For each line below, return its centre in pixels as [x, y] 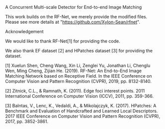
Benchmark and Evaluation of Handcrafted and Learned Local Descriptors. [82, 111]
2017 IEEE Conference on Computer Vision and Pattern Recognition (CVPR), [83, 116]
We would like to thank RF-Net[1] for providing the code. [63, 41]
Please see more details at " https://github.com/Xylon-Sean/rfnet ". [73, 22]
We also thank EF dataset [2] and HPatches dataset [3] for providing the [79, 51]
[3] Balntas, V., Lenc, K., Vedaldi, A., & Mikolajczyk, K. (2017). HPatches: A [81, 106]
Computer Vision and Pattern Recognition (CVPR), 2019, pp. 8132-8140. [78, 81]
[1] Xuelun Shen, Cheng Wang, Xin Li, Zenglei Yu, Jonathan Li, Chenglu [78, 65]
